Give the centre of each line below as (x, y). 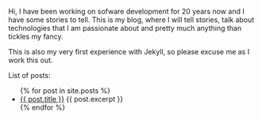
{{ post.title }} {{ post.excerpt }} (71, 99)
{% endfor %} (42, 107)
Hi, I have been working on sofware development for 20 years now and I (126, 11)
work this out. (31, 60)
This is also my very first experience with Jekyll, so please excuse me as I (129, 52)
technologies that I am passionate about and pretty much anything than (125, 28)
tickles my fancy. (36, 36)
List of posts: (29, 75)
